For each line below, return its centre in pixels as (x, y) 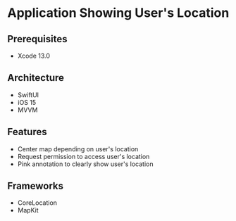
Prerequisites (37, 39)
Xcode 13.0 (34, 56)
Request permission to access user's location (83, 156)
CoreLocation (37, 203)
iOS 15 (27, 102)
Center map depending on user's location (78, 149)
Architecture (36, 78)
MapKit (28, 210)
